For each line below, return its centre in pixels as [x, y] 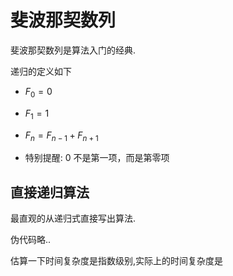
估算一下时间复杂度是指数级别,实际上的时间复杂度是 [117, 261]
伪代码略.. [31, 240]
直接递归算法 [50, 192]
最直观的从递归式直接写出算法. [73, 218]
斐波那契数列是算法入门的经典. [73, 50]
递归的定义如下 [41, 71]
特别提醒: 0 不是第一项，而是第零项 [97, 158]
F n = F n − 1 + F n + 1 [61, 136]
